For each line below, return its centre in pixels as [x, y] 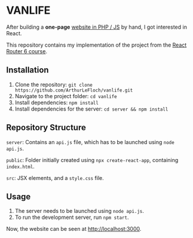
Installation [27, 70]
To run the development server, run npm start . [72, 217]
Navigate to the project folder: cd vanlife [66, 96]
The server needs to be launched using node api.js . [79, 211]
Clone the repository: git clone [53, 84]
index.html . [20, 166]
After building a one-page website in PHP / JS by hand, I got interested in [96, 27]
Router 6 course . [27, 51]
